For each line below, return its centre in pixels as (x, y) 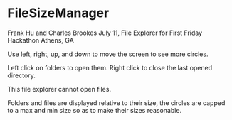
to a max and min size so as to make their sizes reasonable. (95, 110)
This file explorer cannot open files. (59, 89)
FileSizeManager (58, 13)
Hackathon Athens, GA (41, 40)
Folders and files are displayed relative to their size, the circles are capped (116, 103)
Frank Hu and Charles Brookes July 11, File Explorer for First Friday (105, 33)
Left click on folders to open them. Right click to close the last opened (110, 67)
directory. (21, 75)
